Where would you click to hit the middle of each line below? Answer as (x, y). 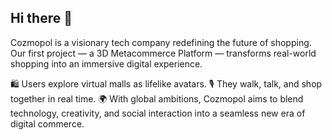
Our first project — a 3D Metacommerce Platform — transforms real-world (163, 53)
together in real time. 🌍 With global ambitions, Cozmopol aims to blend (157, 98)
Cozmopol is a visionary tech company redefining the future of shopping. (161, 42)
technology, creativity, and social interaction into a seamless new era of (158, 113)
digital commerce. (47, 123)
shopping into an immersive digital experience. (106, 63)
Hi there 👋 (41, 18)
